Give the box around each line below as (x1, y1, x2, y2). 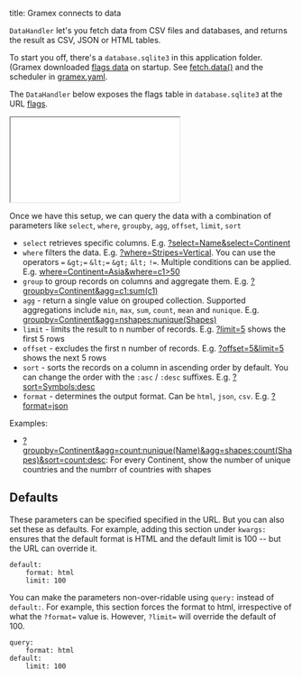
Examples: (9, 418, 48, 428)
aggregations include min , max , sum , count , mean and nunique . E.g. (22, 305, 260, 315)
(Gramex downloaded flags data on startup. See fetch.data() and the (9, 62, 264, 72)
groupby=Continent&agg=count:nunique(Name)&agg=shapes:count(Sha (22, 445, 293, 455)
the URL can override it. (9, 543, 97, 554)
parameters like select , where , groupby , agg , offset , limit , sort (9, 220, 242, 231)
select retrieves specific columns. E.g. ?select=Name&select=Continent (22, 238, 291, 248)
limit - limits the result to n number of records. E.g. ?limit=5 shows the (22, 324, 287, 334)
